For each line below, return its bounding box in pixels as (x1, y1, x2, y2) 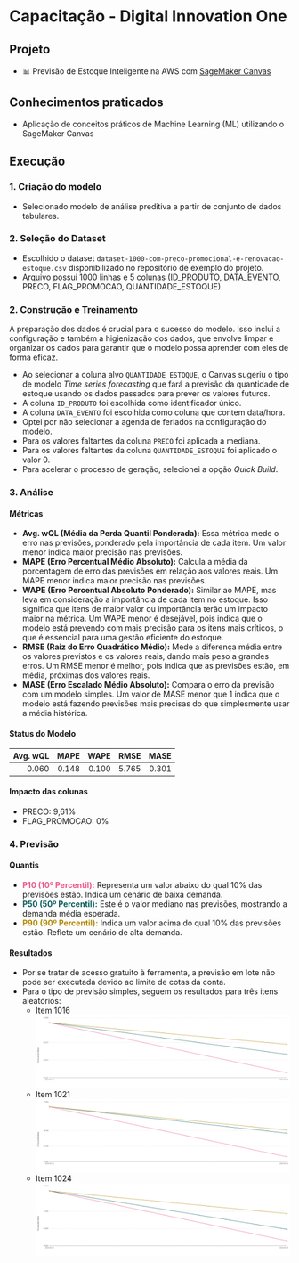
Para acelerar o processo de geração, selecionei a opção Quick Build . (21, 464, 279, 475)
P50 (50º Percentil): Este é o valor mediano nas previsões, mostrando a (21, 899, 287, 909)
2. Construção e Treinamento (9, 303, 139, 315)
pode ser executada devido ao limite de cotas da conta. (21, 977, 226, 988)
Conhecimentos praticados (9, 95, 164, 110)
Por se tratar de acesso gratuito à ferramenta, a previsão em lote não (21, 967, 276, 978)
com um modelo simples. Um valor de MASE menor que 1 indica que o (21, 689, 280, 700)
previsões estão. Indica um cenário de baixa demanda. (21, 889, 223, 900)
